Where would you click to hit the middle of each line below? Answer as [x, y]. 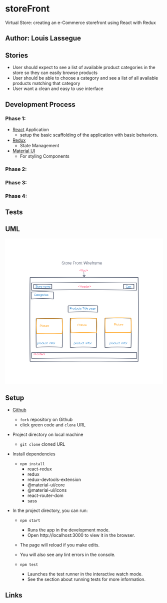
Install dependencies [34, 454]
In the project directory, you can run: [50, 510]
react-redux [40, 469]
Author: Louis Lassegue [43, 38]
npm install [32, 464]
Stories [17, 55]
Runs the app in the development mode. [68, 530]
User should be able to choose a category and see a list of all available [85, 78]
